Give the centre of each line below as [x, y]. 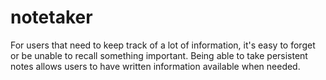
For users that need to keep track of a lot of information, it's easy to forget [163, 45]
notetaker [51, 17]
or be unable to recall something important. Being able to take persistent [159, 55]
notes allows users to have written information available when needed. [155, 66]
